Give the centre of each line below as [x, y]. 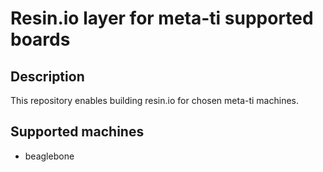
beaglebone [49, 156]
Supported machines [77, 132]
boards [40, 39]
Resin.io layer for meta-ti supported [162, 18]
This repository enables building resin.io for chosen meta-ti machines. [154, 100]
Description [47, 76]
